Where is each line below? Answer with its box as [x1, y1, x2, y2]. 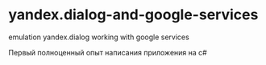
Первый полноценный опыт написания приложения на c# [8, 47, 207, 57]
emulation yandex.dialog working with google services [8, 32, 189, 42]
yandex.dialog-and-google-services [8, 6, 259, 24]
